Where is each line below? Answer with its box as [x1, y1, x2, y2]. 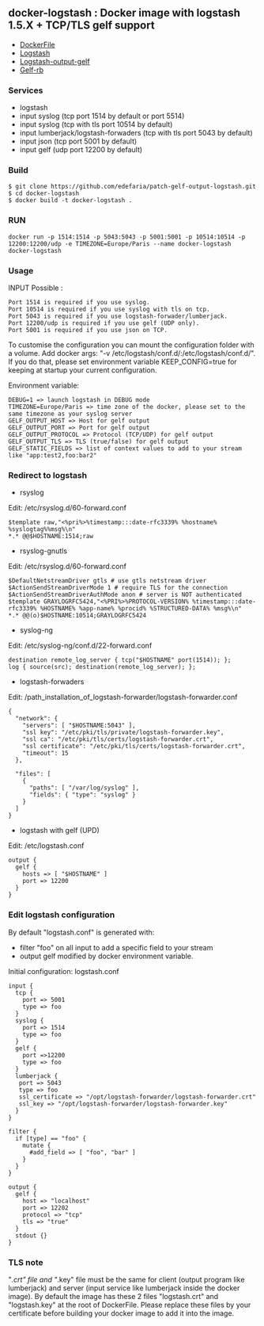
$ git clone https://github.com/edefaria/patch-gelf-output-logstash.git [8, 182, 257, 191]
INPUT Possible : [8, 283, 63, 292]
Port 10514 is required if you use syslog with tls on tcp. [8, 305, 211, 313]
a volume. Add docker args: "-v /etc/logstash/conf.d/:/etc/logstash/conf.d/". [8, 349, 256, 357]
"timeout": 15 [22, 749, 69, 758]
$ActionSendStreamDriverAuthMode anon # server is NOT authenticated [8, 590, 243, 599]
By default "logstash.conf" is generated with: [8, 927, 155, 937]
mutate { [22, 1141, 51, 1149]
